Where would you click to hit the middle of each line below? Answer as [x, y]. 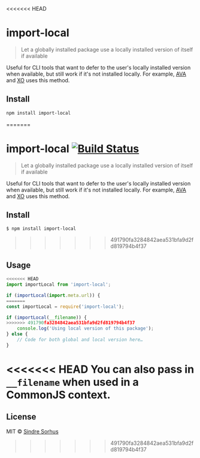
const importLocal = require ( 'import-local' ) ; [65, 306]
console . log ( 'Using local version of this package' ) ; [85, 329]
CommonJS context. [58, 395]
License [21, 417]
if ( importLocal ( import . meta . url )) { [53, 295]
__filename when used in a [72, 382]
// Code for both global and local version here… [80, 340]
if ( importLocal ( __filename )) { [46, 318]
